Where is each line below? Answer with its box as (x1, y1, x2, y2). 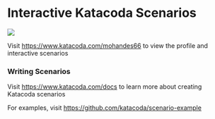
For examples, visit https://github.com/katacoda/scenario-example (7, 104, 202, 112)
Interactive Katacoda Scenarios (7, 5, 197, 21)
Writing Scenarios (7, 66, 71, 76)
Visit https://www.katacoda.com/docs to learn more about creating (7, 82, 202, 91)
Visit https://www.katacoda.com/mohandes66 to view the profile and (7, 41, 209, 50)
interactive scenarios (7, 49, 69, 57)
